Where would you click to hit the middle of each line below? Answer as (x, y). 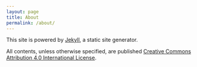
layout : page (23, 12)
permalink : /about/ (31, 23)
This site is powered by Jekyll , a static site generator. (72, 40)
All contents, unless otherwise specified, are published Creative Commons (99, 51)
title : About (23, 17)
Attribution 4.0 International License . (52, 58)
